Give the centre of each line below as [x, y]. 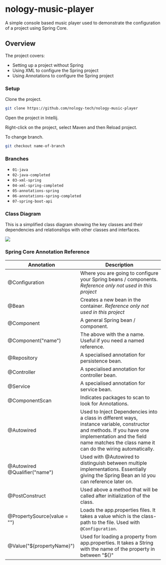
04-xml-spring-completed [38, 186]
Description [119, 265]
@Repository [23, 358]
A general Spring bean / [108, 320]
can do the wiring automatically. [117, 449]
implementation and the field [113, 436]
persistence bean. [101, 361]
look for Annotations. [104, 403]
